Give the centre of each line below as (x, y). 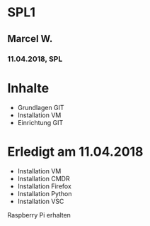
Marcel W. (30, 39)
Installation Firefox (45, 186)
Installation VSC (41, 201)
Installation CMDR (44, 179)
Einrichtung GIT (40, 123)
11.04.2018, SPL (35, 59)
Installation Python (45, 194)
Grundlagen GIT (41, 108)
